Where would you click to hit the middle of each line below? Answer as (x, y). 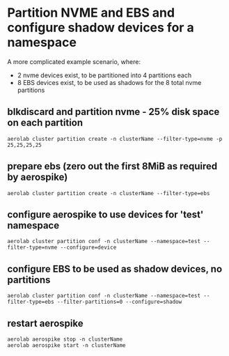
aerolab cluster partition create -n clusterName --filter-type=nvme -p (115, 139)
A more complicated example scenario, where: (74, 61)
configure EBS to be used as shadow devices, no (115, 269)
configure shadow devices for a (101, 28)
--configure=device (88, 248)
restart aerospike (45, 323)
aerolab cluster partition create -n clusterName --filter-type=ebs (109, 193)
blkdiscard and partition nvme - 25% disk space (113, 112)
